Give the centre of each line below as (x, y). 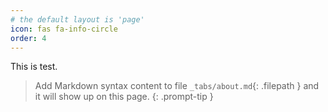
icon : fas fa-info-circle (64, 29)
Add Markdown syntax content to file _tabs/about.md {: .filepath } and (177, 86)
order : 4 (28, 38)
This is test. (34, 67)
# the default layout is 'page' (77, 19)
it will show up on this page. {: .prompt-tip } (124, 97)
